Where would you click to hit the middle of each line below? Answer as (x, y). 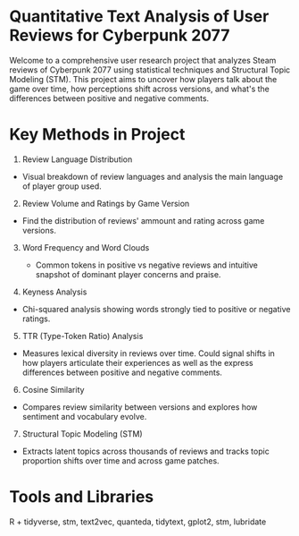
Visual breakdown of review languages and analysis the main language (153, 176)
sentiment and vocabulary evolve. (84, 416)
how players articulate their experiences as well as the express (138, 362)
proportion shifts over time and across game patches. (121, 460)
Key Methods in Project (97, 135)
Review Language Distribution (77, 159)
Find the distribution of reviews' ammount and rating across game (143, 220)
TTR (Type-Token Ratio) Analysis (83, 336)
